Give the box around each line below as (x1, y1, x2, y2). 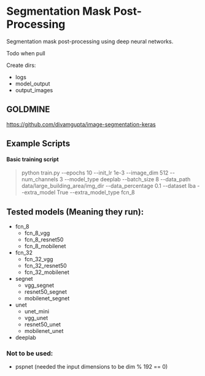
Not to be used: (6, 349, 53, 358)
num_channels (21, 176, 58, 183)
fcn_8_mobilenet (24, 243, 66, 250)
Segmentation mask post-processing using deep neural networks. (6, 37, 174, 45)
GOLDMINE (6, 104, 50, 115)
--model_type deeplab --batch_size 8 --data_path (64, 176, 191, 183)
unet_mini (24, 308, 50, 315)
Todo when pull (6, 49, 45, 57)
